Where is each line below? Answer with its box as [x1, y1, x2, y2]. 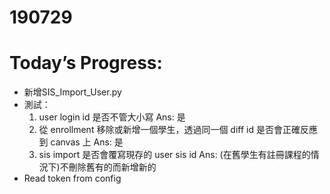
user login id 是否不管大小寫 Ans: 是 [38, 111, 186, 123]
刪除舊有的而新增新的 [68, 161, 157, 173]
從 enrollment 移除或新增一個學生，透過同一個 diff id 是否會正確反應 [38, 124, 318, 136]
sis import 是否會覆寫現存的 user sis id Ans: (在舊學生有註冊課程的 [38, 149, 311, 161]
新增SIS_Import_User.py [23, 86, 122, 98]
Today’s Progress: [9, 52, 163, 75]
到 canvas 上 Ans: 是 [38, 136, 124, 148]
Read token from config [23, 172, 122, 185]
